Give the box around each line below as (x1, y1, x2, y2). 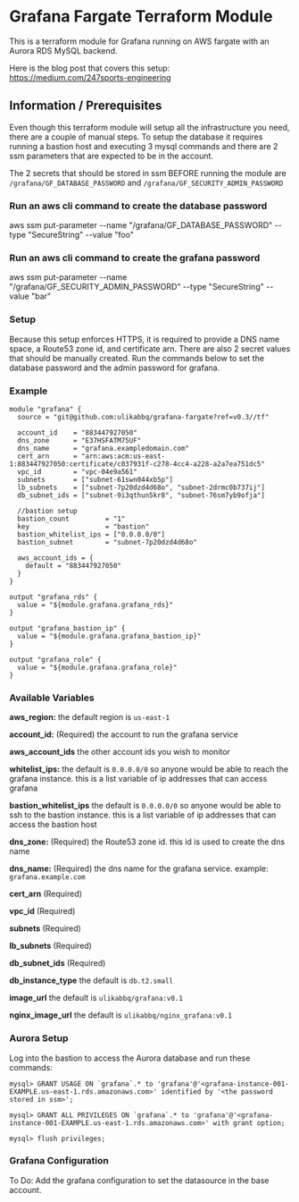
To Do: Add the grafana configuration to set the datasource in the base (9, 1174, 270, 1186)
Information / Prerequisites (9, 98, 162, 114)
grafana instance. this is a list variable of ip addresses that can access (9, 774, 268, 784)
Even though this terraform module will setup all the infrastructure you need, (9, 122, 290, 132)
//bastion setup (17, 506, 78, 515)
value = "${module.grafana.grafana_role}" (17, 663, 178, 672)
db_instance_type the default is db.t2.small (9, 975, 174, 986)
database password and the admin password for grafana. (9, 362, 220, 373)
